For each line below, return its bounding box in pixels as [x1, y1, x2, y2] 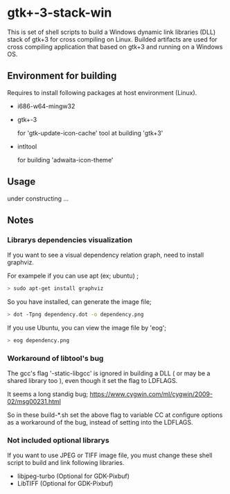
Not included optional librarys [7, 436, 109, 445]
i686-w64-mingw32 [17, 102, 76, 110]
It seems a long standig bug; [7, 390, 89, 398]
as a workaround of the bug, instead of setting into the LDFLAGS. [7, 418, 193, 427]
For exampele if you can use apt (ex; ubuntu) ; [7, 272, 139, 280]
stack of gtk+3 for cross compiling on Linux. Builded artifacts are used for [7, 35, 218, 43]
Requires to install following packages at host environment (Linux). [7, 88, 197, 96]
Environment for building [7, 70, 117, 82]
